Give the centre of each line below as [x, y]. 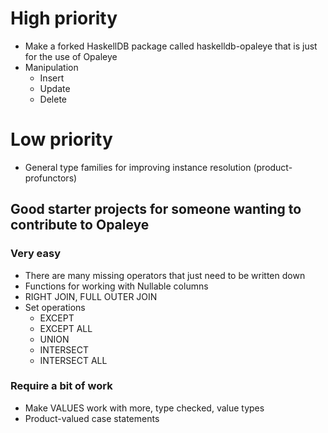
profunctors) [51, 178]
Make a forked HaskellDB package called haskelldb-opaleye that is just [171, 46]
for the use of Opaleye [71, 56]
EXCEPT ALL [66, 328]
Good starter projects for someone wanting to [156, 209]
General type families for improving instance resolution [138, 167]
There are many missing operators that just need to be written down [165, 275]
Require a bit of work [61, 386]
